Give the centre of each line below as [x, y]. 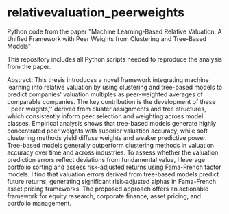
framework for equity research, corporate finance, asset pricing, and [104, 196]
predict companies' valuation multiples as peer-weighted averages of [105, 94]
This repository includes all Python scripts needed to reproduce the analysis [115, 59]
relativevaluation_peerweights [96, 13]
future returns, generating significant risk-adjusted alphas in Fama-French [112, 181]
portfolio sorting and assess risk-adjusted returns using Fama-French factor [114, 167]
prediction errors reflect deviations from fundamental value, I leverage [106, 159]
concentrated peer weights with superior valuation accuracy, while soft [107, 131]
